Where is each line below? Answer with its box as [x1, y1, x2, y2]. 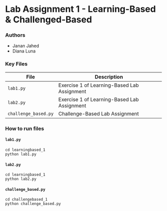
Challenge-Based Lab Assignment [58, 110, 139, 117]
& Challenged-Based [5, 14, 92, 25]
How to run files [5, 125, 44, 132]
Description [94, 73, 123, 80]
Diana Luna [12, 48, 36, 54]
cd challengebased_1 [5, 197, 48, 202]
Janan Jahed [12, 43, 39, 49]
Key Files [5, 60, 28, 67]
